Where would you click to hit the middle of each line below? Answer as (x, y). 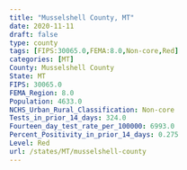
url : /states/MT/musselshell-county (78, 151)
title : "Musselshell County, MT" (72, 18)
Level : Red (30, 143)
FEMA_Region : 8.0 (42, 93)
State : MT (28, 76)
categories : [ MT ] (42, 59)
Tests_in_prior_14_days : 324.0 (68, 118)
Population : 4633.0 (46, 101)
